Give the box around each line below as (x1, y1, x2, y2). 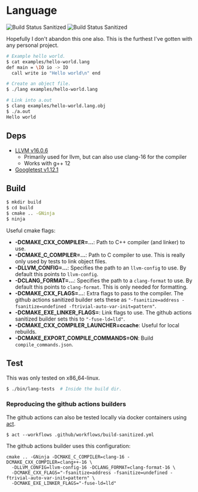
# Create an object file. (6, 81, 71, 87)
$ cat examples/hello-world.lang (6, 58, 90, 65)
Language (6, 4, 58, 17)
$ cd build (6, 205, 34, 211)
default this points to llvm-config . (14, 270, 99, 277)
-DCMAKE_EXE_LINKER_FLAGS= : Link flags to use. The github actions (14, 309, 192, 316)
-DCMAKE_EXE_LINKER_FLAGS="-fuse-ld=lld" (11, 480, 117, 486)
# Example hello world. (6, 53, 66, 59)
